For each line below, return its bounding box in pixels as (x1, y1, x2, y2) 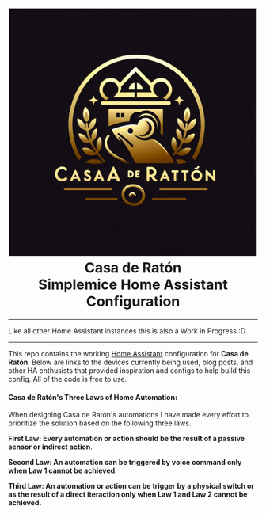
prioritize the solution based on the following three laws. (8, 418, 192, 428)
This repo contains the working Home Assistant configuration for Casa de (8, 348, 249, 358)
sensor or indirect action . (8, 442, 93, 451)
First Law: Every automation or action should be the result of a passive (8, 434, 245, 444)
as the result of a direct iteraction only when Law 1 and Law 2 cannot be (8, 489, 248, 499)
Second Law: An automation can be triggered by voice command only (8, 458, 242, 467)
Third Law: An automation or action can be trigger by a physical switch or (8, 482, 255, 491)
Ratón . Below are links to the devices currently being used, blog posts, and (8, 357, 253, 367)
